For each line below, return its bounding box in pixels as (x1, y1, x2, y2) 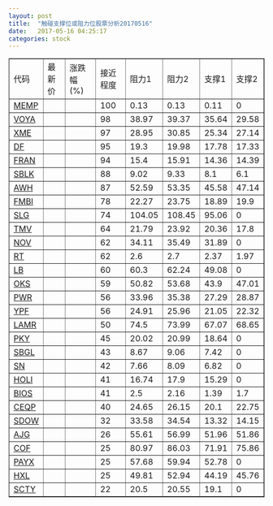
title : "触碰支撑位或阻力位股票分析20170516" (8, 19, 153, 28)
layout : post (8, 11, 53, 20)
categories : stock (8, 34, 71, 43)
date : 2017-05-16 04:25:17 (8, 27, 107, 35)
